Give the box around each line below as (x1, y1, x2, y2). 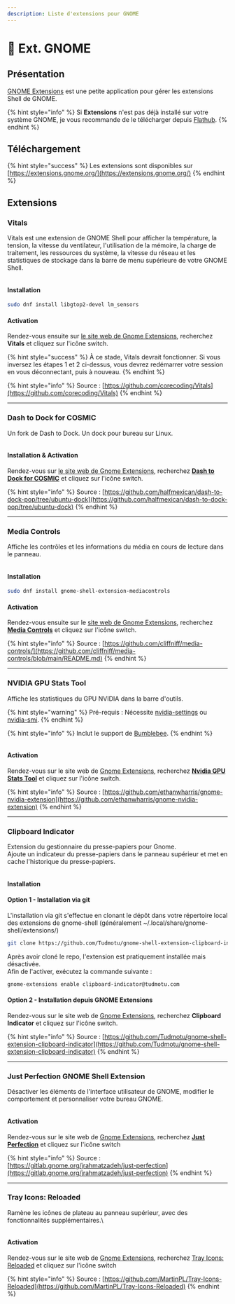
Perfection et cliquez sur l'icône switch (7, 1140, 121, 1148)
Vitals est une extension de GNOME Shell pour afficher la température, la (7, 234, 217, 242)
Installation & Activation (7, 451, 78, 460)
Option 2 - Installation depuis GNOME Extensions (7, 996, 153, 1004)
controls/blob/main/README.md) (7, 654, 103, 663)
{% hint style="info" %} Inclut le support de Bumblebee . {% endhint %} (7, 729, 213, 737)
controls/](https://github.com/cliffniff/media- (7, 647, 136, 655)
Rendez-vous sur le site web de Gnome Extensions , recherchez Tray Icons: (7, 1254, 224, 1262)
